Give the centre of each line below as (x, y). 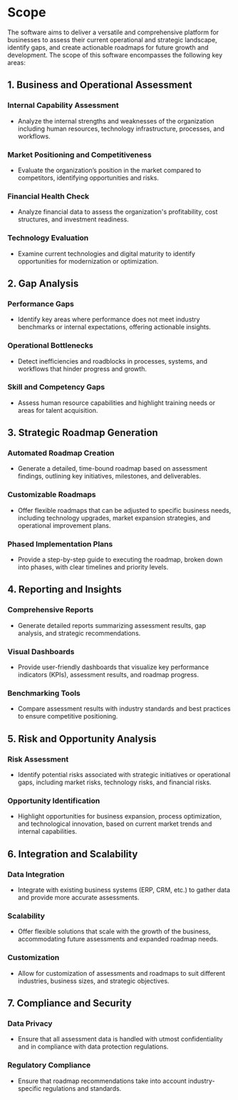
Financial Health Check (48, 196)
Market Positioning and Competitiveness (79, 154)
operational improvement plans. (64, 525)
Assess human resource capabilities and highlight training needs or (117, 402)
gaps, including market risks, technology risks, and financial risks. (114, 782)
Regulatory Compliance (49, 1065)
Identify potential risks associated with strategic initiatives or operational (124, 775)
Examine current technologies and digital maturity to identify (107, 254)
